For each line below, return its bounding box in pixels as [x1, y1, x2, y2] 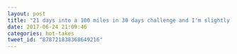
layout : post [7, 10, 46, 18]
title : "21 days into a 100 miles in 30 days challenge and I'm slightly [7, 17, 231, 24]
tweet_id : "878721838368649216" [7, 36, 103, 43]
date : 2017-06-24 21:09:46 [7, 23, 87, 30]
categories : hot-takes [7, 29, 75, 37]
